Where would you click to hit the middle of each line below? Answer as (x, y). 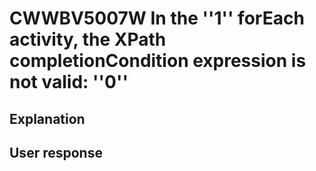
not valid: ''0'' (69, 82)
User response (56, 152)
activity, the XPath (88, 39)
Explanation (47, 118)
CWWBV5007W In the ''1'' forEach (157, 18)
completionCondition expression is (158, 61)
